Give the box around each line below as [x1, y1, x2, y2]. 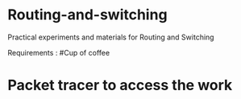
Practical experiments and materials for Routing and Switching [7, 32, 214, 42]
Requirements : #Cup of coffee [7, 47, 110, 57]
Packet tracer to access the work [7, 76, 233, 94]
